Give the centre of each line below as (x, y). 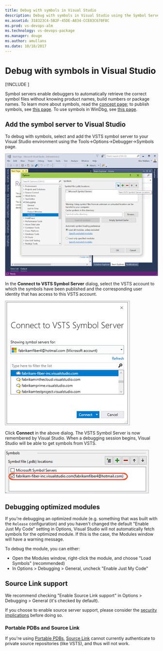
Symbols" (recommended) (39, 563)
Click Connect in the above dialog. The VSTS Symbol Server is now (73, 433)
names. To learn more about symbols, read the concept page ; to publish (77, 104)
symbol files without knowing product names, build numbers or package (77, 99)
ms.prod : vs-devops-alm (29, 26)
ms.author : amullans (26, 41)
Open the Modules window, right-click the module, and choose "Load (81, 558)
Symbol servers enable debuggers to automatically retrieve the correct (76, 94)
